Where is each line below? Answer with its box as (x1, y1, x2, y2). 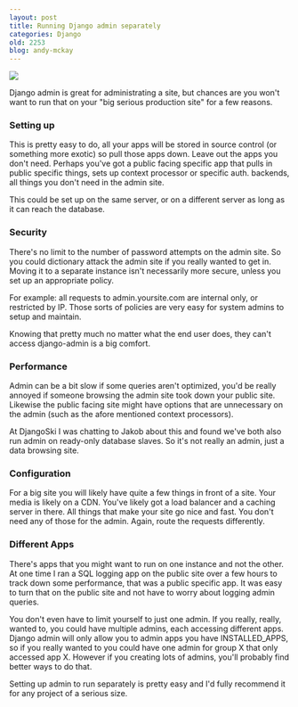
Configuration (9, 467, 71, 480)
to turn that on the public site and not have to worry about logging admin (9, 587, 276, 597)
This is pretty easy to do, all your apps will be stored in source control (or (9, 139, 278, 150)
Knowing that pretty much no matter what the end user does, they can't (9, 328, 271, 339)
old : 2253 (9, 37, 46, 47)
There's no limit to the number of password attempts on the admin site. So (9, 246, 282, 257)
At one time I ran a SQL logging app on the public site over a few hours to (9, 568, 278, 579)
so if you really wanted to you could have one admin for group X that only (9, 642, 278, 653)
